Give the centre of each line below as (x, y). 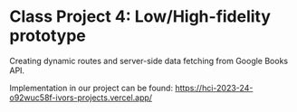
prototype (48, 36)
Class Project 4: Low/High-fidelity (140, 17)
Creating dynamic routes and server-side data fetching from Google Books (148, 61)
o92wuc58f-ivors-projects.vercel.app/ (81, 98)
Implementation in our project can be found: (91, 88)
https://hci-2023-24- (214, 88)
